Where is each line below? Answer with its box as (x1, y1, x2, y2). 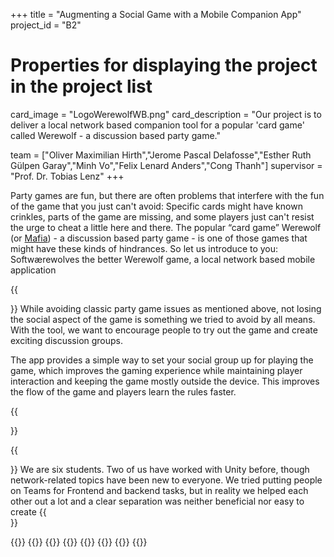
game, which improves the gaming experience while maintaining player (10, 364, 303, 376)
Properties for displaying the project (10, 54, 318, 77)
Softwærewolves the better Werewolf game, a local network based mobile (10, 253, 316, 265)
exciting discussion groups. (10, 334, 124, 346)
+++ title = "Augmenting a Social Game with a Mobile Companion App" (10, 9, 302, 20)
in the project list (10, 75, 153, 98)
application (10, 264, 57, 276)
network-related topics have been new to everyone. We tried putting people (10, 474, 323, 486)
